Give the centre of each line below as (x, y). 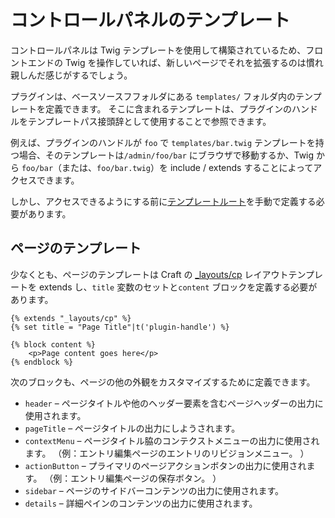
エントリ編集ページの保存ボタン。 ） (146, 478)
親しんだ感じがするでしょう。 (71, 75)
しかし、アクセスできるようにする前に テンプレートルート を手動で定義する (163, 201)
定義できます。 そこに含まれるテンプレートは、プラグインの (168, 108)
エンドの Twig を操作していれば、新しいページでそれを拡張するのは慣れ (175, 62)
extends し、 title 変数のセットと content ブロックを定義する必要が (178, 287)
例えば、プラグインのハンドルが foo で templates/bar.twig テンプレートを (163, 142)
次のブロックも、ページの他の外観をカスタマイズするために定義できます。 (163, 382)
